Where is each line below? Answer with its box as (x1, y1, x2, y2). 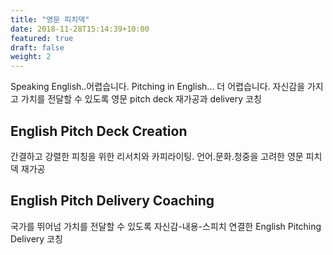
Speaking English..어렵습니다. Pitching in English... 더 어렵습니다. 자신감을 (10, 81, 306, 93)
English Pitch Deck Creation (10, 122, 188, 140)
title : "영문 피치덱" (10, 14, 90, 25)
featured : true (10, 33, 74, 43)
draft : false (10, 42, 65, 53)
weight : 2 (10, 52, 52, 62)
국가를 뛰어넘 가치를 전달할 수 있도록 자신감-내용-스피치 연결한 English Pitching (10, 220, 322, 232)
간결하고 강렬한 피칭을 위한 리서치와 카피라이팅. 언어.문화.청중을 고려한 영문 (10, 150, 304, 162)
